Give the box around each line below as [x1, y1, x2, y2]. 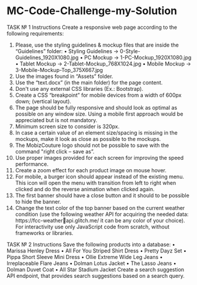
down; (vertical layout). [15, 97, 72, 104]
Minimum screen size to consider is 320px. [15, 123, 120, 130]
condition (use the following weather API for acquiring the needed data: [15, 211, 189, 218]
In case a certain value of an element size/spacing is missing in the [15, 129, 178, 136]
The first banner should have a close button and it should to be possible [15, 192, 190, 199]
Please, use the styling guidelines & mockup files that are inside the [15, 41, 179, 48]
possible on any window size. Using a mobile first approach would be [15, 110, 183, 117]
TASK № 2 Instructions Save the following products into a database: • [6, 241, 175, 248]
